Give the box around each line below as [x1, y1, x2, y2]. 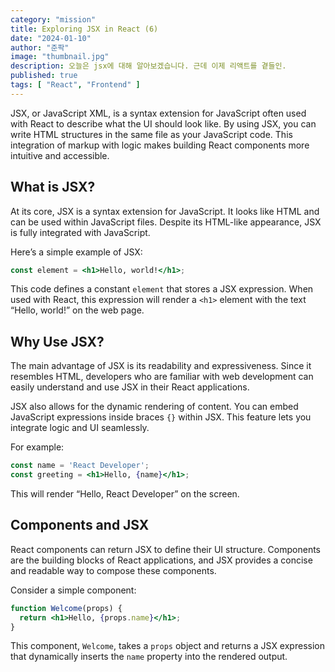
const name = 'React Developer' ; [10, 461, 150, 471]
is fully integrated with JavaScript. [10, 226, 151, 238]
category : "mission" [10, 14, 97, 25]
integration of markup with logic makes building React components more [10, 139, 310, 151]
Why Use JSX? [10, 333, 105, 350]
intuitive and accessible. [10, 149, 110, 161]
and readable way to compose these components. [10, 564, 217, 576]
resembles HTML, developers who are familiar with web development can [10, 371, 314, 383]
